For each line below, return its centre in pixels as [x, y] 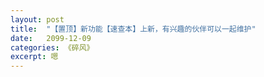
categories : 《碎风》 [52, 47]
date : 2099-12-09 [51, 38]
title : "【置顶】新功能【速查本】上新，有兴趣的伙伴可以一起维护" [133, 29]
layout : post [37, 19]
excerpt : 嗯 [34, 57]
